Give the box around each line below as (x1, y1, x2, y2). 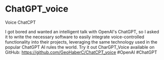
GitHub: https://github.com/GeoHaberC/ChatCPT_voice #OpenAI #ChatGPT (5, 49, 158, 55)
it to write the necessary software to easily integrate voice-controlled (5, 34, 144, 40)
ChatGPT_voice (5, 3, 69, 15)
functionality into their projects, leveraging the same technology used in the (5, 39, 158, 45)
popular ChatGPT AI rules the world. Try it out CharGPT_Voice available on (5, 44, 155, 50)
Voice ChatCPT (5, 19, 36, 25)
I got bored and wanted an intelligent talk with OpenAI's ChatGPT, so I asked (5, 29, 159, 34)
